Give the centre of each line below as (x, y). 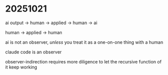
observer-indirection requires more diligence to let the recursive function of (83, 61)
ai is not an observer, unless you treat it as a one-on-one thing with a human (84, 42)
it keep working (21, 67)
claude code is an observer (33, 52)
